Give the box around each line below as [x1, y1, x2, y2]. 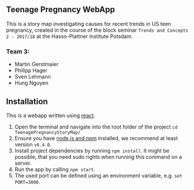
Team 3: [6, 47, 30, 55]
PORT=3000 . [14, 178, 40, 185]
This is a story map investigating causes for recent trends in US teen [6, 20, 172, 27]
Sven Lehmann [14, 73, 51, 80]
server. [14, 160, 32, 167]
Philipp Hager [14, 67, 48, 74]
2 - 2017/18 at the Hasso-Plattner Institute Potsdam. [6, 32, 133, 40]
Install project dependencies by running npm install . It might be [14, 147, 170, 154]
